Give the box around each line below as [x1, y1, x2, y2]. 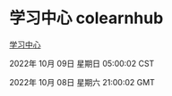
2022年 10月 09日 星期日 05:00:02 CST [9, 58, 155, 68]
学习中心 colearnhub [9, 8, 164, 28]
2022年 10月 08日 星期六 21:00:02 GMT [9, 76, 155, 87]
